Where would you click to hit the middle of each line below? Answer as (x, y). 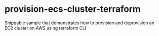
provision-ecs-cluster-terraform (73, 9)
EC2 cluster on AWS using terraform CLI (46, 28)
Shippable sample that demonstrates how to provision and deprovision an (79, 23)
